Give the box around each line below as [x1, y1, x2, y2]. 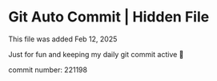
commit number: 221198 [8, 64, 88, 75]
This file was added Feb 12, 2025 [8, 34, 118, 44]
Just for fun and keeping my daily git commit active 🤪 [8, 49, 184, 59]
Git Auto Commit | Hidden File [8, 8, 210, 26]
